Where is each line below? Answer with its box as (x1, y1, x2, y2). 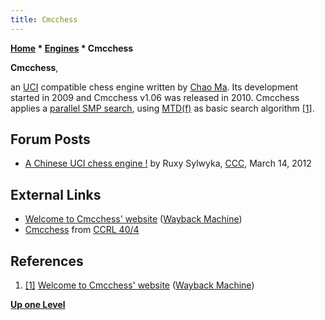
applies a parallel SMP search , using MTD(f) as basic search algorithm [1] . (10, 102, 315, 114)
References (10, 252, 84, 270)
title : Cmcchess (10, 14, 78, 25)
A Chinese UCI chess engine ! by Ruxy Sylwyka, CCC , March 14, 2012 (24, 157, 312, 170)
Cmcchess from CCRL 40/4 (24, 224, 140, 236)
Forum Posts (10, 131, 91, 148)
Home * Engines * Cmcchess (10, 42, 134, 54)
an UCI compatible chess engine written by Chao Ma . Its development (10, 81, 299, 93)
